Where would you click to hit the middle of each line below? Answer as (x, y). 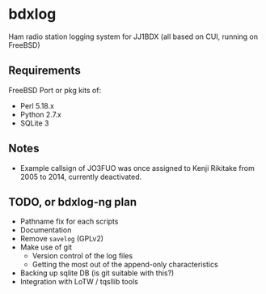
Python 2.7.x (41, 114)
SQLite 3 (34, 123)
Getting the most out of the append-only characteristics (125, 265)
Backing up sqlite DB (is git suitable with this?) (97, 273)
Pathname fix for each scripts (69, 222)
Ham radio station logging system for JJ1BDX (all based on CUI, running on (133, 36)
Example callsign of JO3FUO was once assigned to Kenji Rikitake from (137, 168)
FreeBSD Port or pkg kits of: (55, 90)
